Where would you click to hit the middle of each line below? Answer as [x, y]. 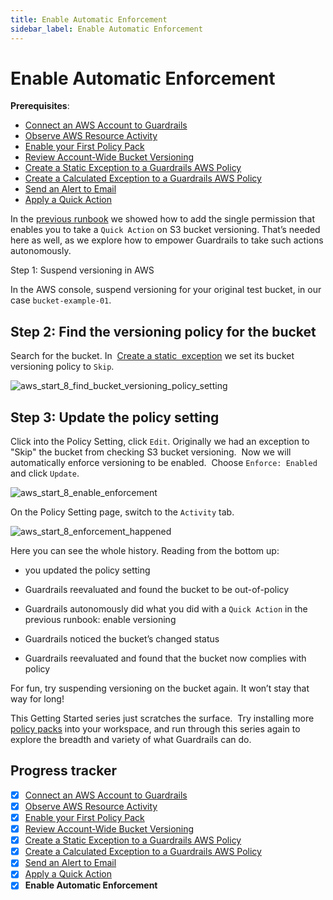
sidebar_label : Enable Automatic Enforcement [106, 29]
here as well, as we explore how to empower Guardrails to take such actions [167, 240]
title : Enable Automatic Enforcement [89, 19]
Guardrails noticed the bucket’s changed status [122, 639]
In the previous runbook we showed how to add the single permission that [163, 219]
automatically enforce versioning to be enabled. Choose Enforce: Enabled [164, 463]
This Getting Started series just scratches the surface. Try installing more [162, 718]
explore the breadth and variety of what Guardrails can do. [131, 740]
